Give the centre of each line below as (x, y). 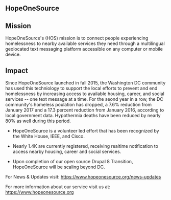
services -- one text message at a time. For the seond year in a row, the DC (84, 99)
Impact (17, 70)
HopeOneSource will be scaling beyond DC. (59, 167)
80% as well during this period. (38, 121)
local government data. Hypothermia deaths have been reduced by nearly (83, 116)
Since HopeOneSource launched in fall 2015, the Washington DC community (86, 83)
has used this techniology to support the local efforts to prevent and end (81, 88)
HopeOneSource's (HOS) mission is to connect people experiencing (77, 38)
